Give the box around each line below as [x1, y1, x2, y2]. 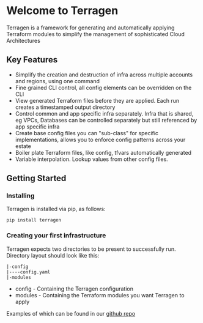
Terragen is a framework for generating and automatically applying [6, 24, 175, 31]
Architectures [6, 37, 41, 44]
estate [15, 142, 32, 150]
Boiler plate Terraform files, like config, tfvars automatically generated [15, 149, 191, 156]
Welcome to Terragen [6, 4, 119, 18]
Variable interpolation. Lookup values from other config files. [15, 155, 168, 163]
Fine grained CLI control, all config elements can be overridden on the [15, 84, 192, 91]
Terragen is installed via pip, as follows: [6, 206, 106, 213]
